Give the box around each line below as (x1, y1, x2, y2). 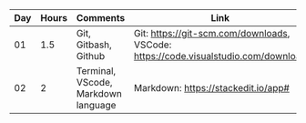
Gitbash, (76, 38, 112, 51)
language (76, 99, 117, 111)
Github (76, 50, 106, 62)
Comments (76, 12, 126, 24)
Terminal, (76, 65, 117, 77)
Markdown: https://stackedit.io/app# (133, 82, 290, 94)
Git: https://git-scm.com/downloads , (133, 27, 291, 39)
